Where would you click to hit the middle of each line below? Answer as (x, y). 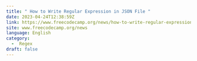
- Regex (22, 44)
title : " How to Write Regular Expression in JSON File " (78, 11)
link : (13, 22)
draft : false (22, 49)
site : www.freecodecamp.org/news (47, 28)
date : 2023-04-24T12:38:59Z (40, 17)
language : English (28, 33)
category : (18, 38)
